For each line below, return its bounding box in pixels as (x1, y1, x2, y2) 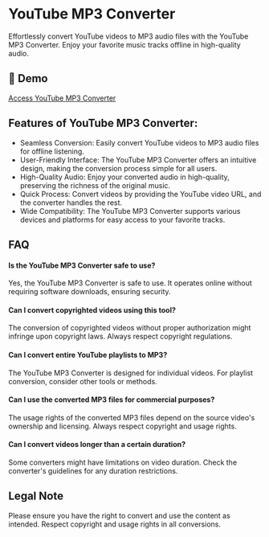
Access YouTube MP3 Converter (8, 93, 116, 103)
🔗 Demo (8, 72, 48, 85)
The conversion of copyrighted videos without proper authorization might (8, 323, 251, 333)
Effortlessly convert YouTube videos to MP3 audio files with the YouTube (8, 31, 249, 41)
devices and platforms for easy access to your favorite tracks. (19, 215, 226, 224)
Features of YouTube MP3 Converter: (8, 117, 198, 130)
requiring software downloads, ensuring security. (8, 287, 171, 297)
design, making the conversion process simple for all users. (19, 163, 218, 173)
